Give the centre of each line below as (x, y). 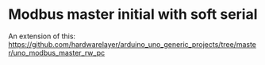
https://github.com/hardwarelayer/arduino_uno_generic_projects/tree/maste (132, 44)
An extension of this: (42, 36)
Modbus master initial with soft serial (133, 14)
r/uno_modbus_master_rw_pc (57, 52)
